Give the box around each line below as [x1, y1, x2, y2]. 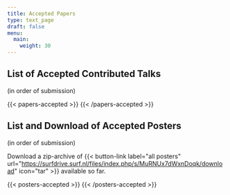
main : [13, 36, 30, 43]
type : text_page [7, 17, 54, 24]
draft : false [7, 23, 45, 30]
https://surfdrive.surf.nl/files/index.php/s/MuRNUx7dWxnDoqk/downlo [21, 159, 223, 167]
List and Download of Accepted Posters [7, 120, 182, 132]
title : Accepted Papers [7, 10, 76, 17]
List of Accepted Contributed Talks [7, 68, 161, 80]
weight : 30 [19, 42, 51, 49]
